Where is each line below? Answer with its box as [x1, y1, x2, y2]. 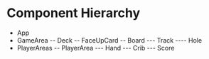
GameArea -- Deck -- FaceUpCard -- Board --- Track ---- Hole [16, 36, 203, 44]
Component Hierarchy [6, 5, 141, 21]
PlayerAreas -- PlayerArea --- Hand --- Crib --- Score [16, 43, 175, 52]
